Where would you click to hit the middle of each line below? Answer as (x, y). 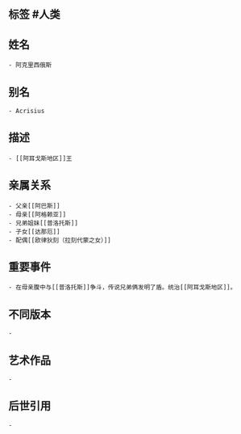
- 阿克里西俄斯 (30, 65)
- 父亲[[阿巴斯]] (34, 206)
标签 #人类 (34, 15)
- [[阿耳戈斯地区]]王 (40, 158)
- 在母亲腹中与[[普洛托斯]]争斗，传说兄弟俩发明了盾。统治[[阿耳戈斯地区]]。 (123, 288)
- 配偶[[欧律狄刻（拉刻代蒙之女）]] (60, 240)
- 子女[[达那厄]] (34, 232)
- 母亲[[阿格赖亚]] (37, 214)
